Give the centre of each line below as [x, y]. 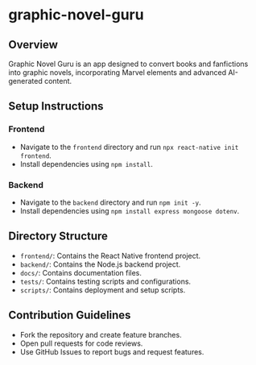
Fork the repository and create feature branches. [101, 334]
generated [25, 81]
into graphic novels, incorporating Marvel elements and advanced [118, 73]
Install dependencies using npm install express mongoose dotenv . [130, 210]
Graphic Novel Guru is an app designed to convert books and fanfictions [128, 64]
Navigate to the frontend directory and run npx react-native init [129, 147]
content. [58, 81]
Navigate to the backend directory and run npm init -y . [110, 202]
